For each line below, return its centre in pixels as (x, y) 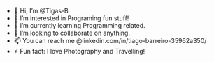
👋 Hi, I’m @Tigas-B (41, 11)
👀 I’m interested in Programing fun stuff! (71, 18)
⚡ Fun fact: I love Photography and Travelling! (79, 51)
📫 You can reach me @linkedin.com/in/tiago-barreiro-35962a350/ (110, 41)
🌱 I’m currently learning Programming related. (79, 25)
